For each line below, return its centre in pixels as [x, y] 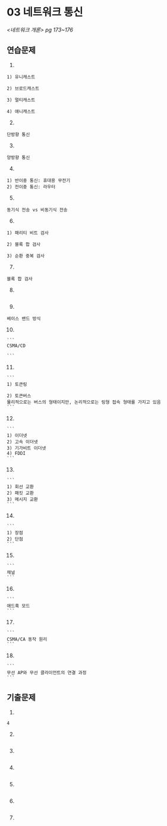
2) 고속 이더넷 [22, 442]
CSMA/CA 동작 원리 [27, 639]
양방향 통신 [18, 157]
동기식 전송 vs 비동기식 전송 [37, 210]
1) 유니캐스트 [21, 77]
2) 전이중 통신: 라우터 [31, 187]
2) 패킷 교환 [21, 493]
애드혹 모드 [18, 606]
